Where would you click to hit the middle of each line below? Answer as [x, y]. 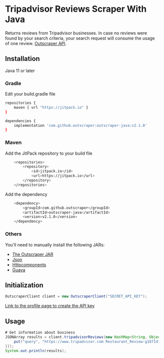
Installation [22, 59]
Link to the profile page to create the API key [50, 306]
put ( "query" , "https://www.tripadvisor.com [59, 341]
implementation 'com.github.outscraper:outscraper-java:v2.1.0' [81, 125]
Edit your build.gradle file [30, 94]
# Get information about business [40, 333]
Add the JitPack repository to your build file [49, 153]
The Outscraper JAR [33, 254]
